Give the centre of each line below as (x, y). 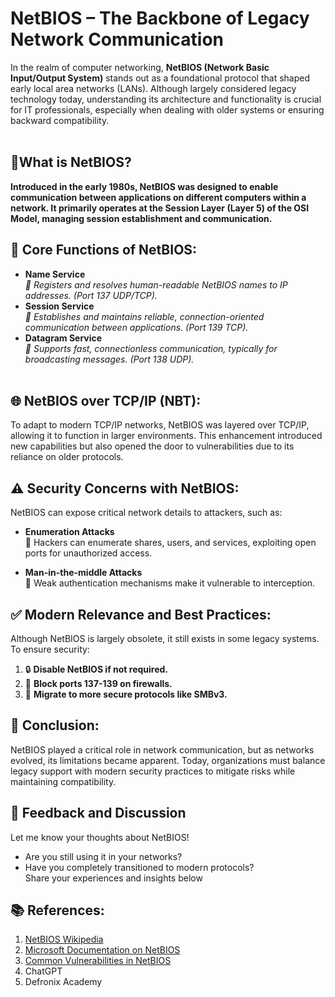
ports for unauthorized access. (88, 553)
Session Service (59, 306)
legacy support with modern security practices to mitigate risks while (153, 771)
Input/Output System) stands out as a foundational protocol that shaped (160, 78)
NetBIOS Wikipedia (64, 939)
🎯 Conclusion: (55, 725)
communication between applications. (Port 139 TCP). (136, 327)
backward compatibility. (60, 120)
